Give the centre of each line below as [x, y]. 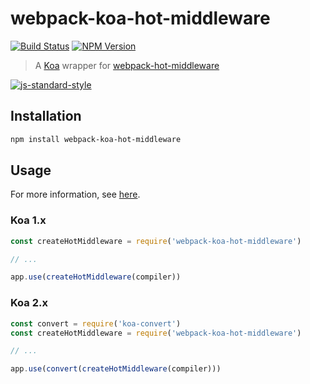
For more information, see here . [75, 194]
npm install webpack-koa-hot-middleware [96, 139]
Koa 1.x [28, 220]
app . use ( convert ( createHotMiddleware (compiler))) [116, 369]
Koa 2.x [29, 303]
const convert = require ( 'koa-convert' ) [96, 323]
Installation [46, 116]
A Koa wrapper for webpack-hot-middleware [127, 65]
